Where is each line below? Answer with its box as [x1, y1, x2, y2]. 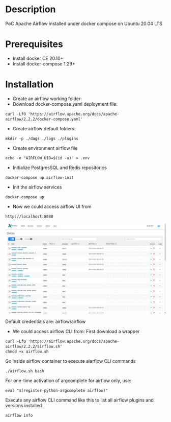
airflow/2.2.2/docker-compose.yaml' [5, 116, 83, 122]
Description [5, 4, 56, 15]
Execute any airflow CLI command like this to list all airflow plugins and [5, 397, 154, 403]
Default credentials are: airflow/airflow [5, 318, 86, 325]
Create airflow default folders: [12, 125, 76, 131]
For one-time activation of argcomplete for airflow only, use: [5, 378, 131, 384]
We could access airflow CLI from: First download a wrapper [12, 329, 140, 335]
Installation [5, 79, 54, 90]
